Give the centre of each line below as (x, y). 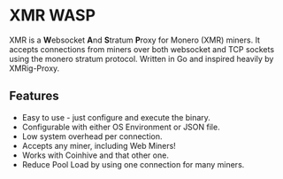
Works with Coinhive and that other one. (96, 155)
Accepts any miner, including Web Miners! (99, 145)
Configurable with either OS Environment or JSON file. (121, 127)
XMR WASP (52, 16)
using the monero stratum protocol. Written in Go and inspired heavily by (141, 58)
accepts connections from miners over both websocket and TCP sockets (142, 49)
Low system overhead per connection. (92, 136)
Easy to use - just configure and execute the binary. (116, 117)
